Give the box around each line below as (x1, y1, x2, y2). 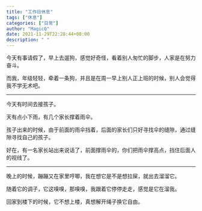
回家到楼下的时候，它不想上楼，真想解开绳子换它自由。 (6, 198, 143, 205)
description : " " (6, 37, 50, 43)
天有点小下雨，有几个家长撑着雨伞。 (6, 113, 96, 121)
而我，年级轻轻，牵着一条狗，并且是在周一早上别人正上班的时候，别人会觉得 (6, 75, 196, 81)
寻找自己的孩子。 (11, 134, 54, 140)
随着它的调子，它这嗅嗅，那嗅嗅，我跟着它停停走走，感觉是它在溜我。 (6, 185, 180, 192)
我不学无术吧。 (6, 82, 43, 89)
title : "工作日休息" (6, 8, 53, 15)
